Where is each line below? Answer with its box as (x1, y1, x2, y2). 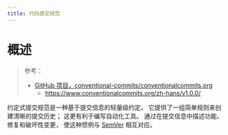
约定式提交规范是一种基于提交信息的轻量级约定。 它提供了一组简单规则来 (7, 103, 216, 111)
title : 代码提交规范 (7, 10, 60, 17)
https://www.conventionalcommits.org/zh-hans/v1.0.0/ (44, 89, 201, 97)
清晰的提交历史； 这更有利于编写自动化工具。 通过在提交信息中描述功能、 (12, 111, 223, 120)
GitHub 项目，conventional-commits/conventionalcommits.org (34, 81, 213, 89)
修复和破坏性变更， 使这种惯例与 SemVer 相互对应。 (7, 120, 156, 129)
